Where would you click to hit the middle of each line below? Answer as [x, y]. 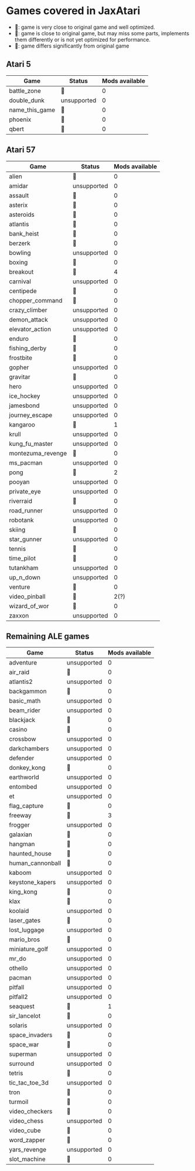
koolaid [19, 911]
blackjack [22, 720]
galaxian [20, 834]
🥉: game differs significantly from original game [72, 46]
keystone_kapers [32, 883]
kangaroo [22, 424]
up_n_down [25, 577]
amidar [18, 186]
